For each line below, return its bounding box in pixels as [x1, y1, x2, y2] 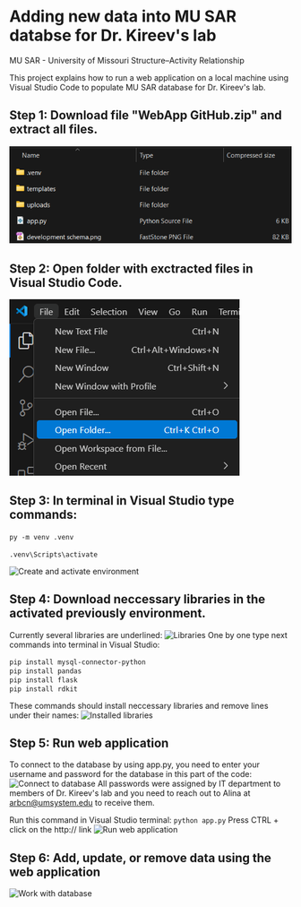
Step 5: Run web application [9, 736, 169, 751]
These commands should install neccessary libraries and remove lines [9, 700, 269, 711]
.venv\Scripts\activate [9, 549, 99, 559]
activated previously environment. [9, 606, 206, 621]
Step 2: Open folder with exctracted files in [9, 261, 254, 276]
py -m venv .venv [9, 532, 74, 541]
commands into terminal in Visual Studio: [9, 639, 160, 650]
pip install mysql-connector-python [9, 657, 146, 667]
